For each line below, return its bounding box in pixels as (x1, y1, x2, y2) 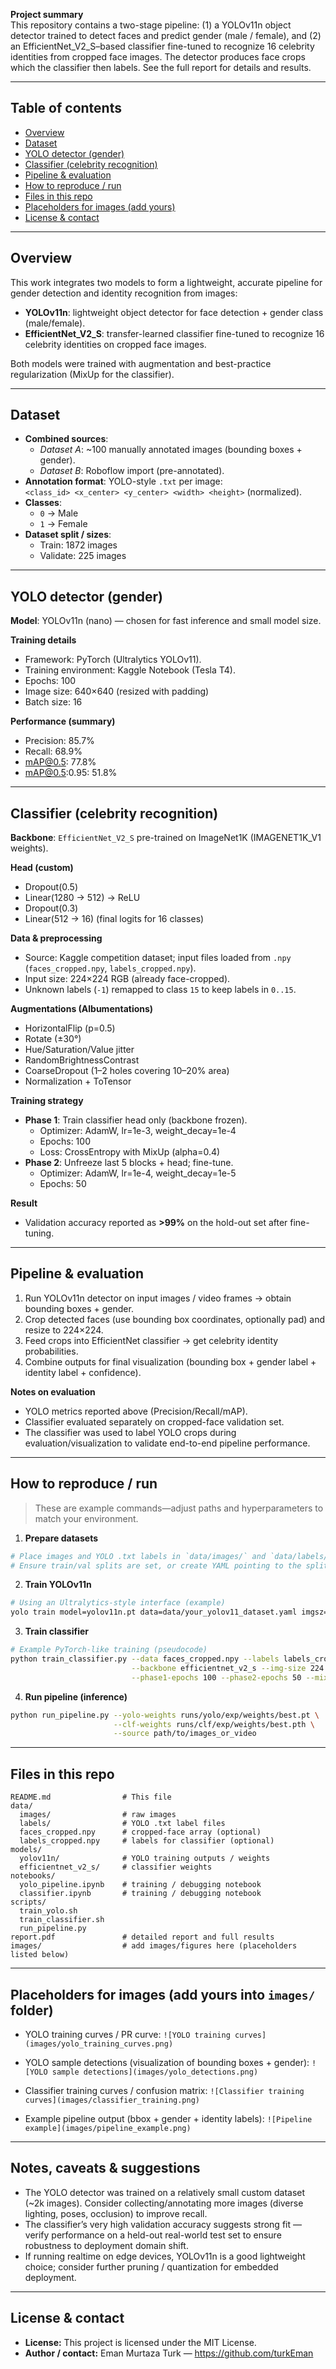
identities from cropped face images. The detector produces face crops (10, 51, 306, 63)
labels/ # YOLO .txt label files (19, 1819, 226, 1829)
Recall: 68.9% (24, 745, 83, 758)
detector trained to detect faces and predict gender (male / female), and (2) (10, 30, 322, 41)
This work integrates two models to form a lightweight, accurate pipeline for (10, 276, 323, 288)
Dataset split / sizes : (24, 529, 112, 541)
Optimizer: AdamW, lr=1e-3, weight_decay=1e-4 (39, 1125, 237, 1137)
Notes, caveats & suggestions (10, 2160, 201, 2177)
